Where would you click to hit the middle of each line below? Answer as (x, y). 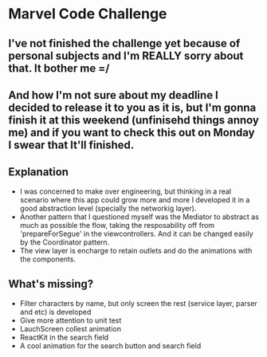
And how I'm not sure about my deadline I (114, 95)
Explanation (39, 172)
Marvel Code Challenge (88, 14)
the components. (47, 259)
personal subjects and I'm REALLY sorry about (126, 55)
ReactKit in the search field (64, 337)
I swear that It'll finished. (71, 145)
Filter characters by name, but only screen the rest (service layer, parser (138, 303)
